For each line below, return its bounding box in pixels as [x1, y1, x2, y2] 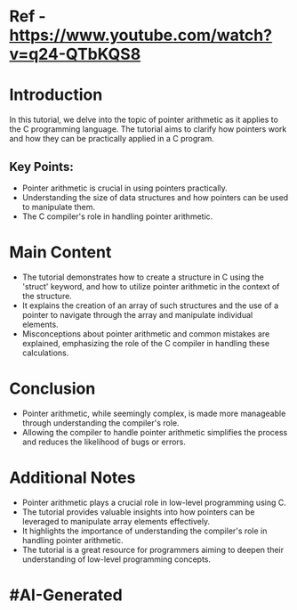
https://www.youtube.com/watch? [9, 25, 273, 45]
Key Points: [9, 159, 74, 175]
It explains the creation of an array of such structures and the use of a [21, 300, 279, 311]
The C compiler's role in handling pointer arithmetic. [21, 211, 213, 222]
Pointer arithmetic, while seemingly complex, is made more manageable [21, 408, 286, 419]
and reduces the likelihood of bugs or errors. [21, 436, 187, 447]
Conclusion [9, 378, 96, 399]
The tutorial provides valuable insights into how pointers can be [21, 506, 255, 517]
